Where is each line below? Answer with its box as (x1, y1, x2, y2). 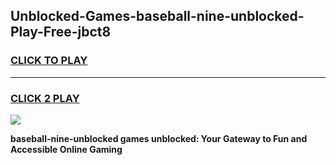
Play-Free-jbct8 (10, 24, 112, 41)
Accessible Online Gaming (10, 143, 123, 155)
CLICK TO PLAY (10, 54, 88, 68)
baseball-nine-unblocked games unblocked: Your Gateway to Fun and (10, 132, 308, 144)
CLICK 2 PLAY (10, 91, 80, 105)
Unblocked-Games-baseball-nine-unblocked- (10, 8, 305, 25)
